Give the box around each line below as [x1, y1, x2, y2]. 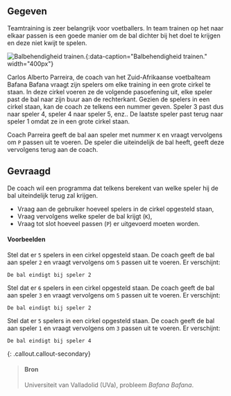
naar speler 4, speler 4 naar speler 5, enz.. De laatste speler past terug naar [7, 110, 223, 118]
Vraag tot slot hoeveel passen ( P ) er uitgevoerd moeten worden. [17, 219, 200, 227]
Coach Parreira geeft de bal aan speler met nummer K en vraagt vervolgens [7, 130, 223, 139]
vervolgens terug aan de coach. [7, 145, 99, 153]
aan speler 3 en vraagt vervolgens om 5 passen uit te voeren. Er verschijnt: [7, 291, 221, 299]
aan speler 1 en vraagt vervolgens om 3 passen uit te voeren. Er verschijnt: [7, 324, 221, 332]
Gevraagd [7, 166, 51, 178]
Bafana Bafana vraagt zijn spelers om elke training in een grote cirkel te [7, 80, 212, 89]
